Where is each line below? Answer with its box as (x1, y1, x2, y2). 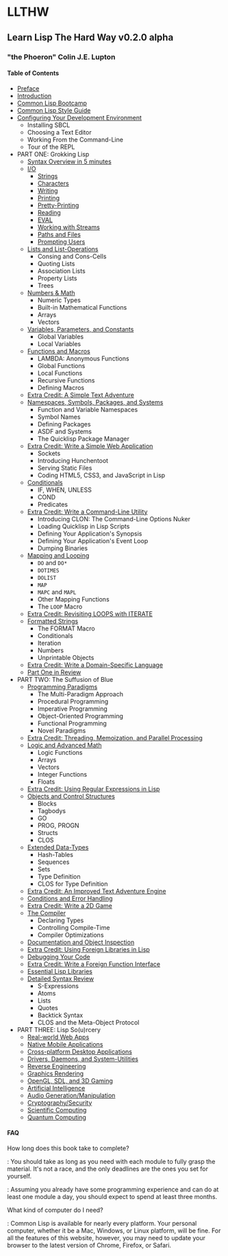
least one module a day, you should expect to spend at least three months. (7, 1192, 218, 1200)
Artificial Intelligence (27, 1084, 86, 1092)
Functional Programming (37, 719, 107, 727)
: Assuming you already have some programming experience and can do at (7, 1185, 219, 1194)
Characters (37, 179, 70, 187)
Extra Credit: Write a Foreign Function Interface (27, 959, 161, 968)
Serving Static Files (37, 464, 92, 472)
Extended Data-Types (27, 843, 89, 852)
